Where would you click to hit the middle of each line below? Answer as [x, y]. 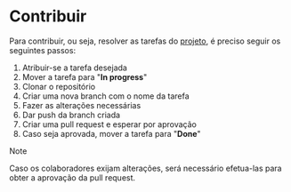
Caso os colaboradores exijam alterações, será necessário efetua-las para [145, 168]
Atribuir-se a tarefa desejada [74, 68]
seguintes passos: [43, 50]
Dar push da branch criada [71, 115]
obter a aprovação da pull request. [73, 177]
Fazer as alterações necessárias [81, 105]
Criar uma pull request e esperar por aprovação [109, 124]
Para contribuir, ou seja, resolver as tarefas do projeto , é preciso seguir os [145, 41]
